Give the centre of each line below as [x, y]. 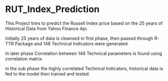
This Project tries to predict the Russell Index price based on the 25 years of [84, 23]
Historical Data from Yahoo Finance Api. [47, 28]
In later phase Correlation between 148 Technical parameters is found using [84, 53]
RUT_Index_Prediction [52, 9]
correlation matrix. [24, 58]
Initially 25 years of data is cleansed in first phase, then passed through [79, 38]
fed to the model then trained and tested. [48, 73]
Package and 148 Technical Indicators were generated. [72, 43]
